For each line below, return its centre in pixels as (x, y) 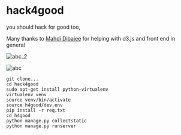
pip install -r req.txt (36, 110)
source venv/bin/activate (38, 100)
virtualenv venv (26, 94)
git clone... (22, 79)
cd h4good (19, 115)
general (16, 45)
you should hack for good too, (43, 27)
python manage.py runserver (41, 126)
